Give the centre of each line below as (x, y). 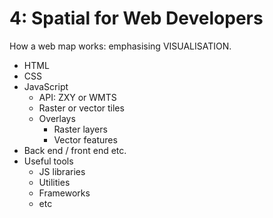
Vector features (85, 139)
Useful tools (48, 161)
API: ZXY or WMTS (77, 97)
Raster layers (80, 129)
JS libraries (62, 171)
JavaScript (46, 86)
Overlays (57, 118)
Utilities (54, 182)
